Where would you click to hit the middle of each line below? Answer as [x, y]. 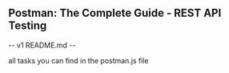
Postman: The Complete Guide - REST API [115, 13]
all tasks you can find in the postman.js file [79, 60]
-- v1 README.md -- [42, 45]
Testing [28, 26]
